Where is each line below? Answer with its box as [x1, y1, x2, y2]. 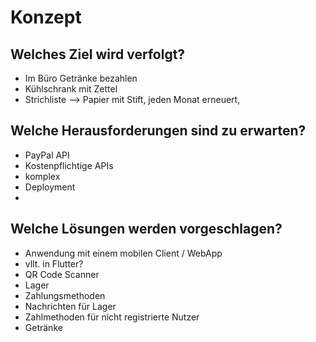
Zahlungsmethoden [24, 289, 106, 301]
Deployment [24, 181, 76, 193]
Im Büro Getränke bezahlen [24, 72, 138, 84]
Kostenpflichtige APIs [24, 159, 114, 171]
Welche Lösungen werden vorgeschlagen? [10, 221, 283, 238]
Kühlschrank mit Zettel [24, 83, 118, 95]
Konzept [10, 6, 82, 29]
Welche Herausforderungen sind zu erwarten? [10, 122, 307, 140]
